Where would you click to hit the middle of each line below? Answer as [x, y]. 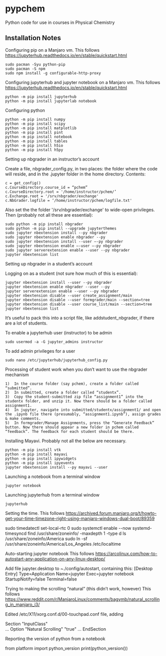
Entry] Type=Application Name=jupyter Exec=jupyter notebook [70, 574]
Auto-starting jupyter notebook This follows [50, 553]
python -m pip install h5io [34, 145]
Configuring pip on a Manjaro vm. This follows [52, 50]
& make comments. [23, 418]
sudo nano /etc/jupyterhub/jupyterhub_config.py [56, 360]
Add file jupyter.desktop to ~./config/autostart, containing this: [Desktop [79, 568]
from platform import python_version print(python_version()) [67, 648]
